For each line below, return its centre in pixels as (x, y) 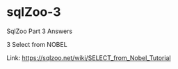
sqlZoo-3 (34, 12)
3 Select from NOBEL (37, 44)
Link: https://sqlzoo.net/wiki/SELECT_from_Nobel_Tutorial (89, 58)
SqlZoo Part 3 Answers (40, 31)
